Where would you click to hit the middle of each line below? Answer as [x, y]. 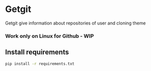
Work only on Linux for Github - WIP [50, 36]
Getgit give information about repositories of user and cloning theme [75, 23]
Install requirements [37, 52]
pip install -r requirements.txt [40, 63]
